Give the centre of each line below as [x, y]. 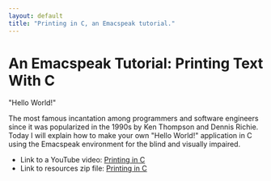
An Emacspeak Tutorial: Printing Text [136, 63]
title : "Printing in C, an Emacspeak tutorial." [92, 23]
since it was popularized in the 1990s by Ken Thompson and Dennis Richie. [133, 127]
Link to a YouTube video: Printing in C [83, 160]
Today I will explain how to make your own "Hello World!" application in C [130, 136]
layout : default [36, 16]
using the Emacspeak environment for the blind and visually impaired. [125, 144]
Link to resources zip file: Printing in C [83, 168]
